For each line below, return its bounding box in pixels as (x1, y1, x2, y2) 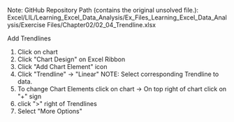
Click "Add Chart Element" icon (17, 63, 108, 70)
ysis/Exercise (7, 21, 45, 29)
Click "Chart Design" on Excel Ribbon (17, 55, 126, 63)
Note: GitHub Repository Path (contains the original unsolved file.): (7, 6, 199, 14)
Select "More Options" (17, 107, 82, 115)
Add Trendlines (7, 34, 51, 43)
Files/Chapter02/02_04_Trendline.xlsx (46, 21, 156, 29)
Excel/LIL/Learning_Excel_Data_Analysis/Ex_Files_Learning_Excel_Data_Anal (7, 13, 227, 22)
